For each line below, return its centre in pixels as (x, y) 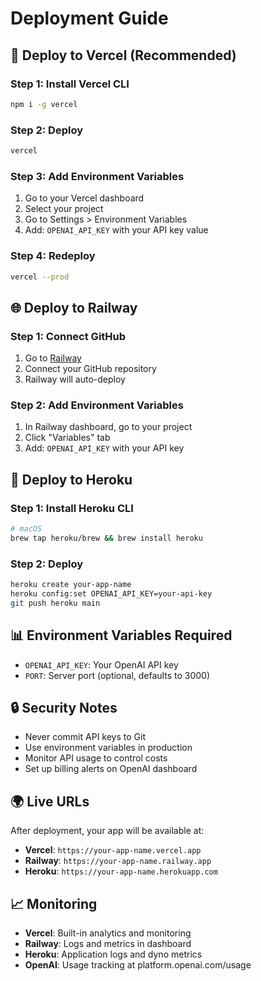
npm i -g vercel (44, 104)
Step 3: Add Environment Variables (97, 176)
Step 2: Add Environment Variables (97, 405)
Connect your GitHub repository (90, 369)
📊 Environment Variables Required (121, 635)
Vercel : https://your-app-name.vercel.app (113, 850)
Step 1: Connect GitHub (68, 336)
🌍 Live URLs (50, 801)
